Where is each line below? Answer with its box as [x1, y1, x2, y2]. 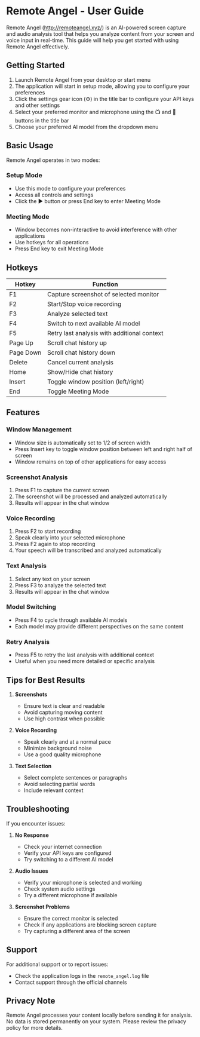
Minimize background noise [23, 744, 93, 751]
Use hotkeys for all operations [14, 239, 89, 246]
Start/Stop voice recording [47, 300, 122, 308]
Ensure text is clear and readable [23, 702, 105, 709]
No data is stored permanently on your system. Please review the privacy [6, 1018, 186, 1025]
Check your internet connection [23, 843, 102, 850]
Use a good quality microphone [23, 751, 101, 758]
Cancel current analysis [47, 358, 113, 366]
